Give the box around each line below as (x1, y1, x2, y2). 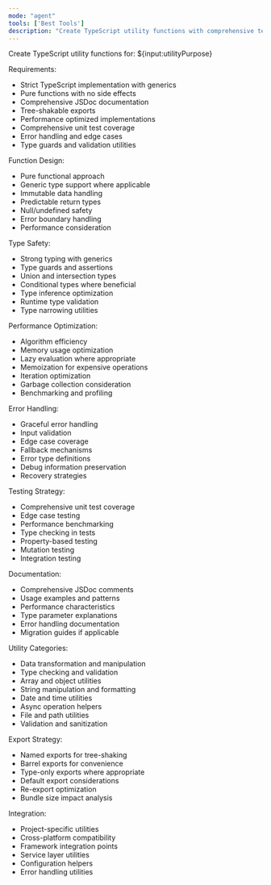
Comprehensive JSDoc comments (19, 585, 135, 595)
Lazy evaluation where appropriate (19, 354, 136, 364)
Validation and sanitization (19, 719, 108, 728)
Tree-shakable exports (19, 106, 96, 115)
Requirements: (8, 65, 56, 74)
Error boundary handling (19, 215, 102, 224)
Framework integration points (19, 841, 119, 851)
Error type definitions (19, 453, 91, 464)
